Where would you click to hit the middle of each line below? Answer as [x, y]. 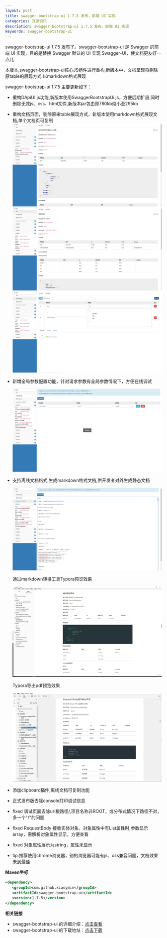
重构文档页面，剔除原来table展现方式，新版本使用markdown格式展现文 [85, 114]
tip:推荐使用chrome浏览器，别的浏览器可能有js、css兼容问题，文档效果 [85, 855]
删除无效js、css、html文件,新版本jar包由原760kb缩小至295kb [75, 104]
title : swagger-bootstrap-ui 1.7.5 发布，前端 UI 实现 [60, 16]
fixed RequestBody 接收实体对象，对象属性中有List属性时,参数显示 [80, 828]
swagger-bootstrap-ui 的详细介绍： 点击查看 [57, 924]
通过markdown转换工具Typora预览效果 [52, 579]
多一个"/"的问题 [28, 817]
